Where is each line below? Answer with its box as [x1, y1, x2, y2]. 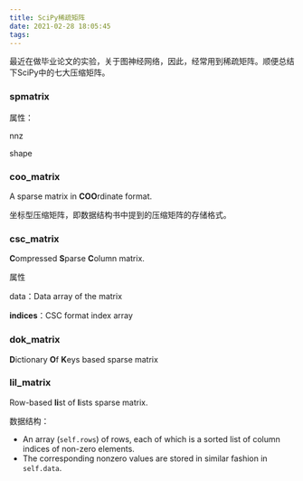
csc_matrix [9, 232, 60, 245]
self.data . [22, 462, 62, 473]
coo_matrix [9, 170, 61, 183]
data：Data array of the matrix [9, 291, 123, 302]
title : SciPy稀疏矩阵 [9, 13, 86, 23]
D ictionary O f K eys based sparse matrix [9, 354, 158, 364]
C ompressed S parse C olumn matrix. [9, 253, 145, 264]
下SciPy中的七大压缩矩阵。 [9, 67, 110, 78]
